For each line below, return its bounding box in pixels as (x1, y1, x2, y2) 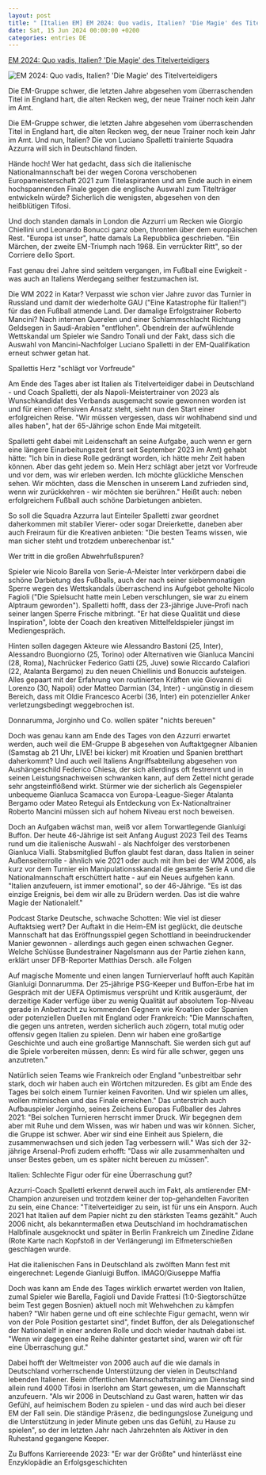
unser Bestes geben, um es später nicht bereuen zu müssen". (8, 1155, 210, 1164)
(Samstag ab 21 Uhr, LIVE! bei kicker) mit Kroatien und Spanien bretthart (8, 748, 244, 757)
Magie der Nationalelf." (8, 898, 83, 908)
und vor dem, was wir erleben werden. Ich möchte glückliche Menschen (8, 470, 244, 480)
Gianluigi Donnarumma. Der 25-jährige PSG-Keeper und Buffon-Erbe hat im (8, 979, 255, 989)
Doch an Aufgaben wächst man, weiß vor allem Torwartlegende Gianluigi (8, 822, 246, 832)
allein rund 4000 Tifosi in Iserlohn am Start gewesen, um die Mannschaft (8, 1383, 245, 1393)
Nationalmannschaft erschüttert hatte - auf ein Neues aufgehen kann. (8, 873, 235, 883)
